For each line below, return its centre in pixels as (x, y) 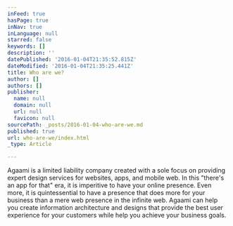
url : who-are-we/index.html (49, 138)
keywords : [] (26, 46)
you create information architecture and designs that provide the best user (115, 208)
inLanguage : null (33, 33)
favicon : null (34, 118)
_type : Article (30, 145)
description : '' (31, 53)
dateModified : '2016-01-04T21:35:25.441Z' (70, 66)
